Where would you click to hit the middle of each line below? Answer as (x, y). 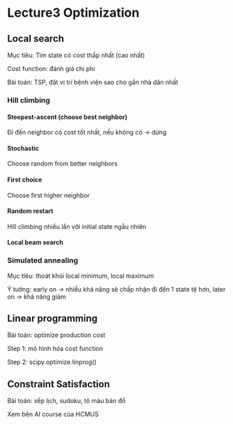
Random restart (30, 211)
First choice (25, 180)
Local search (36, 39)
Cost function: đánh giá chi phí (51, 69)
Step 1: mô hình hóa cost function (55, 349)
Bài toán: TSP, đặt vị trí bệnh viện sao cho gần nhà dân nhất (93, 82)
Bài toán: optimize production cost (56, 335)
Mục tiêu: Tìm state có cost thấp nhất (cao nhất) (76, 55)
